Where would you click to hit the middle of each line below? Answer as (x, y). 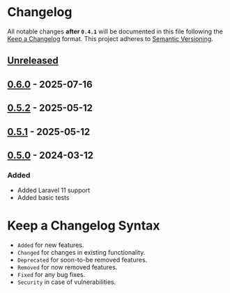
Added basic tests (43, 198)
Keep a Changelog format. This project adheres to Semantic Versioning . (110, 38)
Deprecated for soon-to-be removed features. (82, 260)
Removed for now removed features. (67, 267)
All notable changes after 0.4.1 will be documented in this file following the (115, 31)
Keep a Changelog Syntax (84, 226)
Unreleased (33, 61)
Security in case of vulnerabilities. (67, 282)
